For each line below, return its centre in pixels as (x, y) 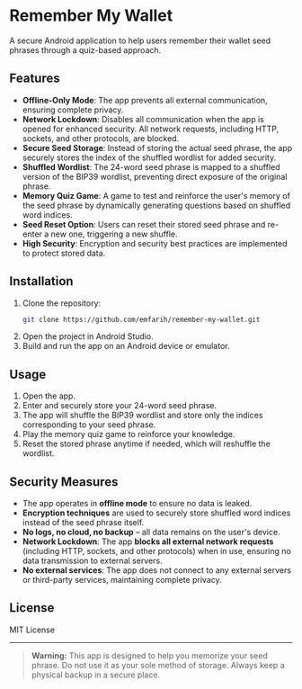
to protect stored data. (64, 253)
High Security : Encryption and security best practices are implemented (155, 243)
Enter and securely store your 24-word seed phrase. (120, 406)
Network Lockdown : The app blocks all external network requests (148, 541)
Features (35, 79)
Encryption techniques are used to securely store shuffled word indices (156, 513)
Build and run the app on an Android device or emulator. (126, 346)
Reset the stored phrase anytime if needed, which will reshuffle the (147, 444)
